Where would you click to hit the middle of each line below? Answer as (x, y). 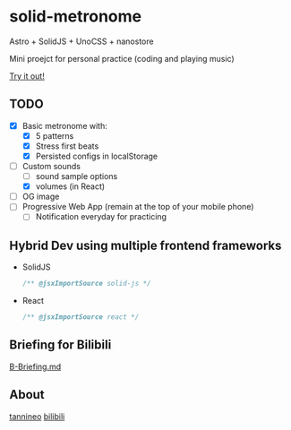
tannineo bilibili (37, 416)
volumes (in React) (70, 186)
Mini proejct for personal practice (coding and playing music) (122, 58)
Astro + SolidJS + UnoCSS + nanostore (81, 41)
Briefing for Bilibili (60, 345)
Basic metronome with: (64, 125)
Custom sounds (51, 166)
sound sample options (77, 176)
